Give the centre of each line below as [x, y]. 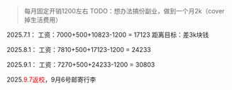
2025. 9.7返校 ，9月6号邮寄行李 [51, 79]
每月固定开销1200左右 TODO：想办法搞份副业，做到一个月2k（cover [124, 11]
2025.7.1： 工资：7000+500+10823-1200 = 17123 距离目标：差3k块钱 [108, 35]
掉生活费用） [43, 20]
